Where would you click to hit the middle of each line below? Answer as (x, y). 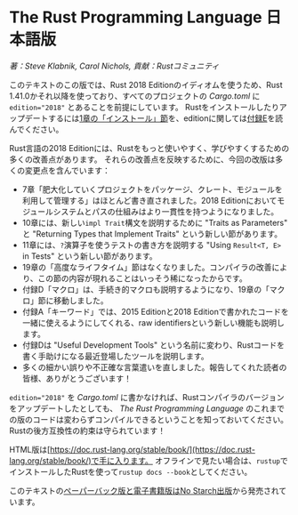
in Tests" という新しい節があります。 (89, 256)
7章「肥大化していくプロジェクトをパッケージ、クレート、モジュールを (152, 189)
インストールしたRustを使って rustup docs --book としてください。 (131, 471)
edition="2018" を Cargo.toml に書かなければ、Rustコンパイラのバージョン (147, 397)
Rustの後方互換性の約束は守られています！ (88, 431)
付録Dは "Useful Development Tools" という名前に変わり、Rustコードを (153, 345)
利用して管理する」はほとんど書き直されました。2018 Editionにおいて (149, 200)
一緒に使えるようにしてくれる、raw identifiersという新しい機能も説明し (153, 322)
